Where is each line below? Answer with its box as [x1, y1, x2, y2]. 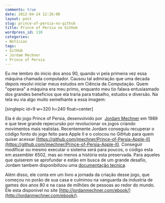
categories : [5, 35, 29, 40]
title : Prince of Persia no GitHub [5, 25, 78, 30]
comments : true [5, 7, 36, 12]
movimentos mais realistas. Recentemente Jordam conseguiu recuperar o [5, 126, 155, 132]
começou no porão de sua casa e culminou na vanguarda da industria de [5, 177, 153, 183]
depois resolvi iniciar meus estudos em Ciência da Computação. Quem [5, 81, 149, 87]
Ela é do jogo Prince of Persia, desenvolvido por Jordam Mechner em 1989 [5, 115, 158, 121]
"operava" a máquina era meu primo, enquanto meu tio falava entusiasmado [5, 86, 160, 92]
